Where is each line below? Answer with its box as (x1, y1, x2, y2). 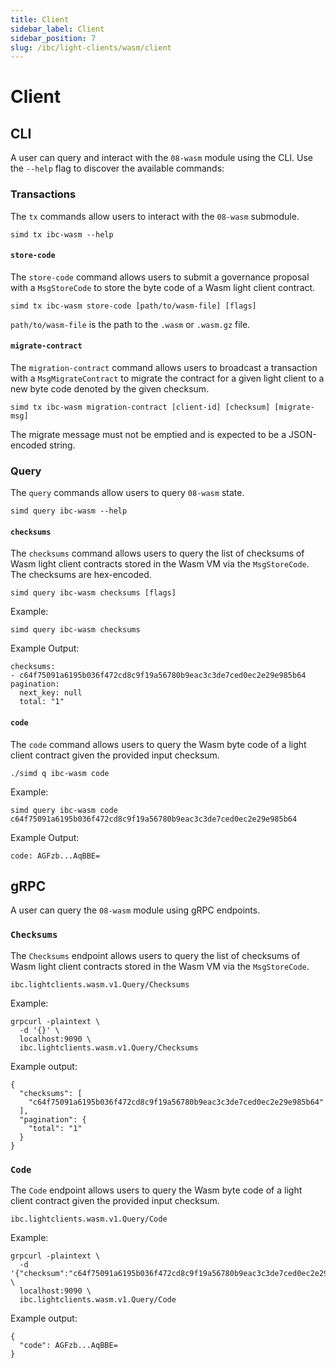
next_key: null (19, 688, 83, 698)
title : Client (10, 14, 70, 25)
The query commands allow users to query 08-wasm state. (10, 487, 245, 499)
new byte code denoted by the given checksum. (10, 382, 210, 395)
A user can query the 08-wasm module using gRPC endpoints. (10, 904, 261, 916)
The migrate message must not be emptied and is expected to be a (10, 428, 287, 440)
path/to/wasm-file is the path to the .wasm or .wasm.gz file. (10, 318, 251, 330)
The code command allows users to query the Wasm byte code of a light (10, 738, 307, 750)
